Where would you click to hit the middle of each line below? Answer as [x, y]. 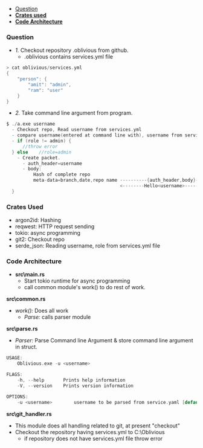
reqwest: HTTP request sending [55, 226]
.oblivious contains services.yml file [69, 57]
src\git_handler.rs [29, 414]
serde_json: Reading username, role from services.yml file [88, 246]
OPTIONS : [17, 397]
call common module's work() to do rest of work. [85, 287]
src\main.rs [30, 275]
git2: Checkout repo [40, 239]
